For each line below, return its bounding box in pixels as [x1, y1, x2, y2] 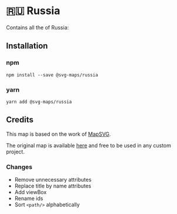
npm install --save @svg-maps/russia [6, 72, 98, 78]
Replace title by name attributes [14, 182, 91, 189]
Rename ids [14, 195, 43, 202]
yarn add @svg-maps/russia [6, 99, 72, 105]
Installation [6, 41, 48, 51]
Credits [6, 115, 34, 125]
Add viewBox [14, 189, 47, 196]
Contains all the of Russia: [6, 24, 69, 31]
